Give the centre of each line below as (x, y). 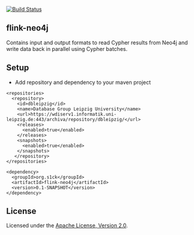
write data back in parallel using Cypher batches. (67, 49)
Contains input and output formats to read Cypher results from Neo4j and (97, 43)
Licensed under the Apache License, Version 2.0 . (67, 225)
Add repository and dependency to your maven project (83, 82)
